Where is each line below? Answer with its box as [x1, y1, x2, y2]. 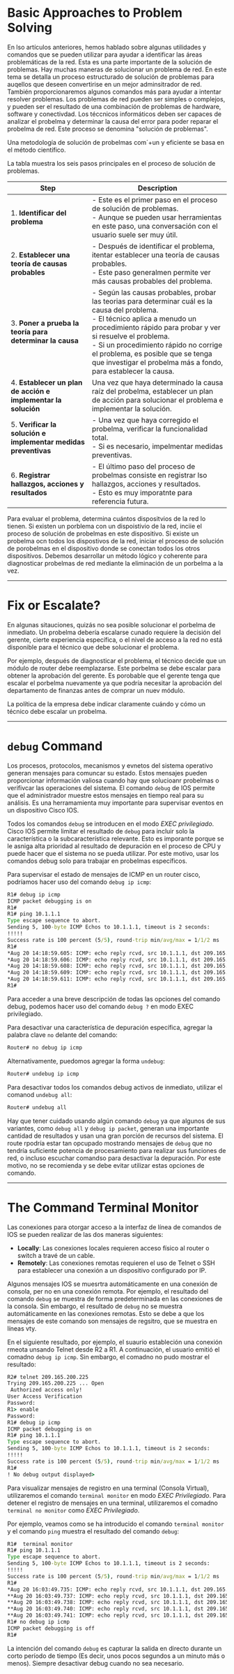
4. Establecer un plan [10, 378, 83, 387]
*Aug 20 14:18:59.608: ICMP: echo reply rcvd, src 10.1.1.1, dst [7, 963, 201, 970]
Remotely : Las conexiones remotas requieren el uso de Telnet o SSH [17, 1259, 216, 1267]
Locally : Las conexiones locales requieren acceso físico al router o [17, 1243, 210, 1252]
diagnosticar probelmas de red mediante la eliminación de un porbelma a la [7, 559, 224, 567]
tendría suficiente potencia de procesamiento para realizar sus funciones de [7, 1146, 226, 1154]
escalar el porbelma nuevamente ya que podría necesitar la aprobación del [7, 678, 223, 687]
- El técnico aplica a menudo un [91, 313, 197, 323]
